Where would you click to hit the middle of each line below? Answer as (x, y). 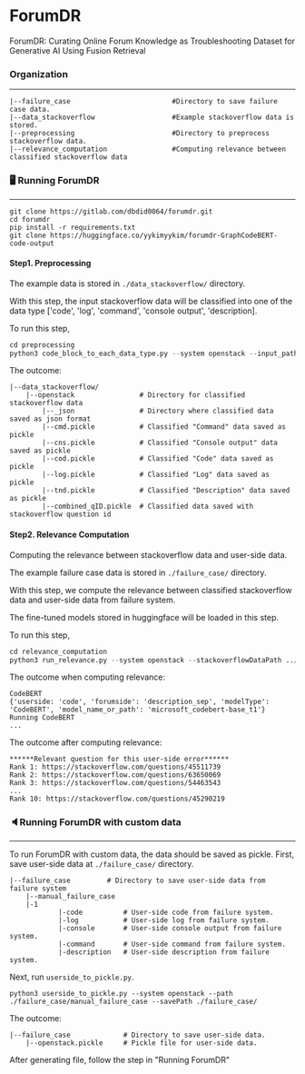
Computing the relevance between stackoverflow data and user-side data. (148, 554)
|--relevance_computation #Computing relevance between (148, 149)
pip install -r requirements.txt (73, 227)
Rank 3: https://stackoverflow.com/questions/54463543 (115, 783)
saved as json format (50, 419)
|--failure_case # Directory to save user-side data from (138, 880)
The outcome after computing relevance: (86, 742)
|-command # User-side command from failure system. (172, 944)
